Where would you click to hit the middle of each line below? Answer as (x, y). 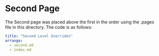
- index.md (20, 50)
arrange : (14, 40)
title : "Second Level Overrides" (39, 36)
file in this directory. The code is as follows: (49, 27)
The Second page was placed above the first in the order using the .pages (80, 22)
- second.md (22, 45)
